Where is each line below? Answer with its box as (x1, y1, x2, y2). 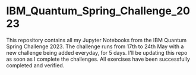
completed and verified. (6, 61, 65, 69)
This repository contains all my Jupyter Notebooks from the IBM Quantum (6, 36, 187, 43)
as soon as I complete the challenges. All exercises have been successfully (6, 55, 190, 62)
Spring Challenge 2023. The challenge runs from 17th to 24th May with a (6, 43, 184, 50)
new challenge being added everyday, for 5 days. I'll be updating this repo (6, 49, 188, 56)
